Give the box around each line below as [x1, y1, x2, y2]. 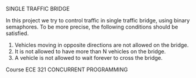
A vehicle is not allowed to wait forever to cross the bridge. [14, 54, 163, 61]
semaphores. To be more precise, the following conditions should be [5, 24, 178, 30]
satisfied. [5, 30, 29, 37]
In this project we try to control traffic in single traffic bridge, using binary [5, 17, 190, 24]
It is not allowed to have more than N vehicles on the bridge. [14, 48, 166, 55]
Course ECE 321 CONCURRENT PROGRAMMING [5, 66, 128, 73]
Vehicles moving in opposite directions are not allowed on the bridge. [14, 42, 189, 48]
